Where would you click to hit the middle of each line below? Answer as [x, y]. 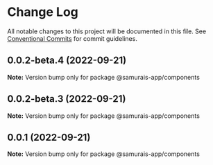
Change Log [43, 12]
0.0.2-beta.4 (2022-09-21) [67, 61]
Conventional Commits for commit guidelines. [72, 38]
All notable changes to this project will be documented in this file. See [107, 31]
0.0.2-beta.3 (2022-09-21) [67, 99]
